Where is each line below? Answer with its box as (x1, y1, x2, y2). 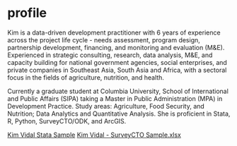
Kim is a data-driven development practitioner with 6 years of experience (7, 28, 221, 37)
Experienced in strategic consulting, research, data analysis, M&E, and (7, 51, 213, 59)
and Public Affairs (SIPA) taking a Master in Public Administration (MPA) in (7, 94, 223, 103)
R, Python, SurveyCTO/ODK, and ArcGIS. (7, 116, 127, 125)
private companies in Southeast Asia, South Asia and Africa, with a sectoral (7, 66, 227, 74)
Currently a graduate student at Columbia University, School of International (7, 87, 229, 95)
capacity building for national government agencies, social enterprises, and (7, 58, 228, 66)
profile (7, 5, 47, 21)
